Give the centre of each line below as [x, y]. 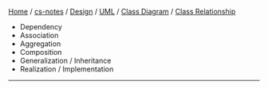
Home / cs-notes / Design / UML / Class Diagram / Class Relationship [122, 12]
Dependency [41, 27]
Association [39, 35]
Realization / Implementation [67, 69]
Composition [41, 52]
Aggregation [40, 44]
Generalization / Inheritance [65, 60]
